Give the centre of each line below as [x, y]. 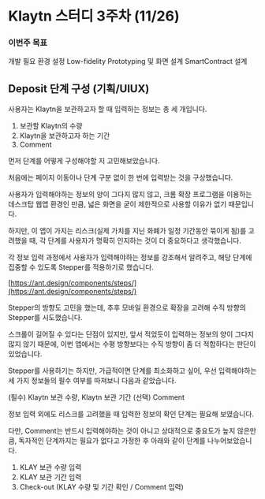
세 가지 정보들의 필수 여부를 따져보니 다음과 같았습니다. [92, 381]
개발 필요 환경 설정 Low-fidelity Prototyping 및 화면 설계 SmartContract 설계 [128, 61]
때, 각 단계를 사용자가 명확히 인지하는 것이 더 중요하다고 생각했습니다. [135, 240]
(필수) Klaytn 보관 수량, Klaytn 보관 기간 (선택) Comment [97, 397]
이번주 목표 [28, 43]
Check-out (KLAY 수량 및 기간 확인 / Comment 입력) [101, 487]
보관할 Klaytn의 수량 [51, 126]
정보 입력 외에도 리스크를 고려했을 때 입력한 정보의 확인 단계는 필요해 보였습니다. [131, 414]
